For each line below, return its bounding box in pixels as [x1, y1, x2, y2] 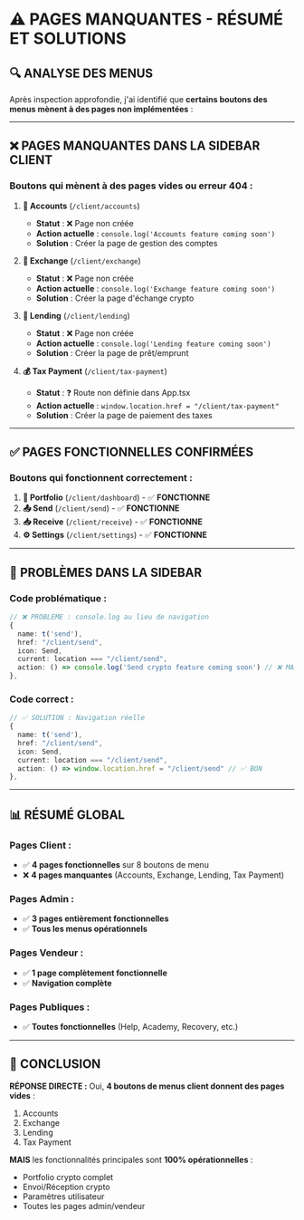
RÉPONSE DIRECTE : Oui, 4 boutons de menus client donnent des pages [9, 1081, 285, 1091]
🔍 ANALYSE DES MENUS [9, 65, 154, 81]
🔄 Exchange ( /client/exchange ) [22, 255, 142, 266]
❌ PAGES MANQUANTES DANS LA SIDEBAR [9, 139, 261, 154]
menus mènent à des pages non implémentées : [9, 104, 194, 114]
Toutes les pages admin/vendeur [22, 1200, 146, 1211]
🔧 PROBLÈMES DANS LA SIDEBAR [9, 564, 203, 580]
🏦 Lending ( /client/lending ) [22, 310, 130, 321]
